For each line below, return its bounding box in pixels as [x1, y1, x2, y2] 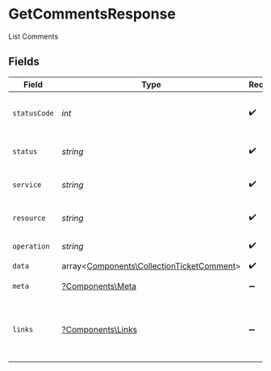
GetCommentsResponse [8, 5, 176, 23]
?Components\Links [61, 323, 138, 335]
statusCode [12, 108, 54, 118]
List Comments [8, 31, 59, 41]
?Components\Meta [61, 280, 137, 291]
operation [12, 241, 50, 251]
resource [12, 213, 46, 223]
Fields [8, 55, 40, 69]
